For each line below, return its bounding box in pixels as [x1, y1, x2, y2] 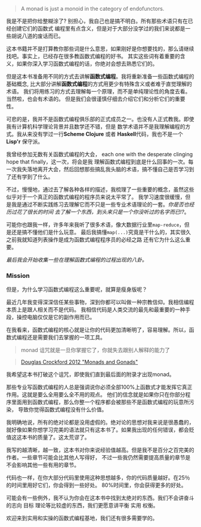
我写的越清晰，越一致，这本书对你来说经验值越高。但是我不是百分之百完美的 [6, 446, 194, 454]
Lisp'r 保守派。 [6, 138, 44, 145]
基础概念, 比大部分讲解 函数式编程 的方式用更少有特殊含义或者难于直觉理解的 [6, 80, 192, 87]
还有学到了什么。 [11, 173, 54, 180]
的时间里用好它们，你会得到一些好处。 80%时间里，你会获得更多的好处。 [6, 481, 187, 489]
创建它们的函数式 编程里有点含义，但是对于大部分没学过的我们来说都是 [11, 25, 185, 32]
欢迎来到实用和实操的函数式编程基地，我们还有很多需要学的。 [6, 514, 158, 522]
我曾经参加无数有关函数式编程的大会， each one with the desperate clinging [6, 151, 193, 158]
